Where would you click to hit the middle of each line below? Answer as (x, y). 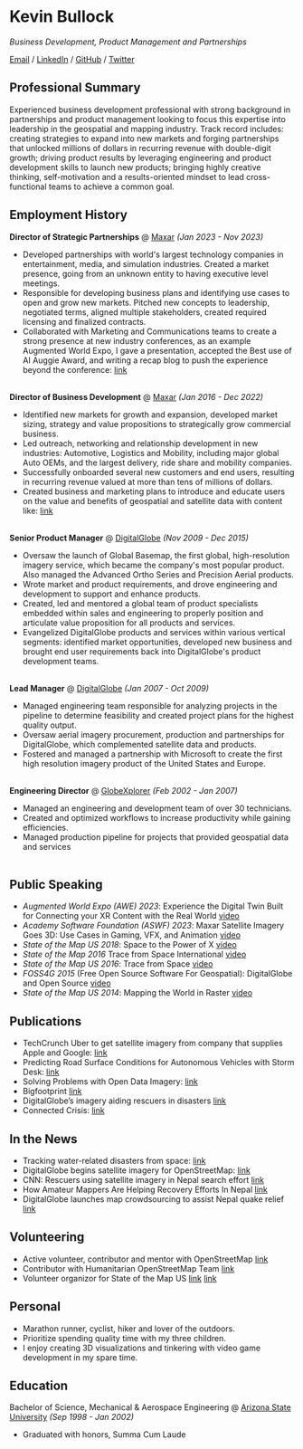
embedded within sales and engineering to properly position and (143, 613)
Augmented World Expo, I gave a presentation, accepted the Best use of (157, 350)
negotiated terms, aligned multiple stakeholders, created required (144, 312)
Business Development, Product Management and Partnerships (128, 42)
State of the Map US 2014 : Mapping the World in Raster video (137, 993)
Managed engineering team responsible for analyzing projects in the (150, 705)
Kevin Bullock (62, 17)
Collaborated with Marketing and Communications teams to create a (150, 331)
